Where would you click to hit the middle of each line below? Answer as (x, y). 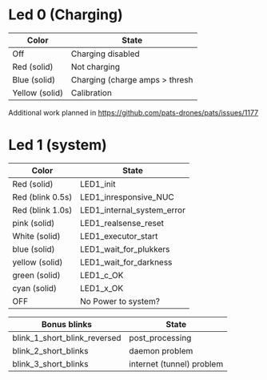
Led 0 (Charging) (66, 15)
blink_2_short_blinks (50, 350)
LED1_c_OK (102, 275)
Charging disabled (105, 54)
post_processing (160, 338)
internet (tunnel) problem (176, 364)
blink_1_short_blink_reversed (67, 338)
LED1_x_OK (102, 288)
